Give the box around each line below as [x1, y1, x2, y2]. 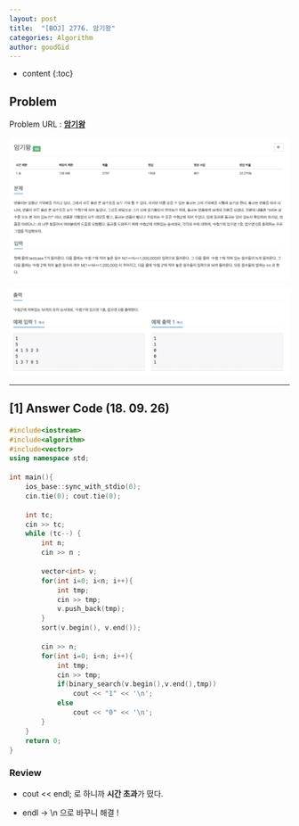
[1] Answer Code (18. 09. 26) [9, 401, 170, 417]
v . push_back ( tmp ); [56, 605, 125, 614]
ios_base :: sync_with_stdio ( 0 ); [25, 483, 141, 491]
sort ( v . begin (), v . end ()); [41, 624, 141, 632]
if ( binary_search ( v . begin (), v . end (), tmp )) [56, 680, 217, 689]
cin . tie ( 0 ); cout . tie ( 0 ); [25, 491, 122, 500]
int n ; [41, 539, 66, 548]
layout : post [9, 14, 58, 23]
